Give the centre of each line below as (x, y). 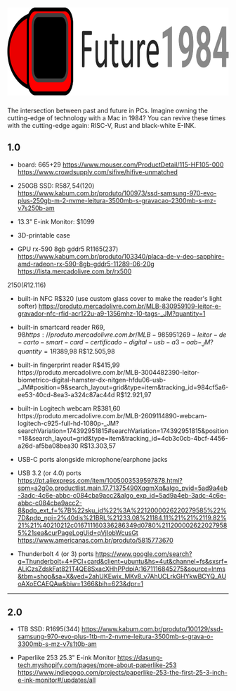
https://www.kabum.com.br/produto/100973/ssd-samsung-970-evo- (117, 193)
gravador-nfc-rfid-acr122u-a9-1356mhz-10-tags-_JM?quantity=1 (111, 314)
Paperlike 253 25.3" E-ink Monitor (66, 658)
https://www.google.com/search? (144, 554)
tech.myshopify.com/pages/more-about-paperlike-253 (97, 665)
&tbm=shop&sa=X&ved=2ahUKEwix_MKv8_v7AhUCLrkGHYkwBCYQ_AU (122, 576)
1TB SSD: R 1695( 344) (49, 629)
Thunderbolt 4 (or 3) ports (55, 554)
